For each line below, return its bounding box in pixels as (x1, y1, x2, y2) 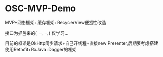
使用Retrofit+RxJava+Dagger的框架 (5, 46, 77, 52)
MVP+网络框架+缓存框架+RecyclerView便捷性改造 (5, 19, 106, 25)
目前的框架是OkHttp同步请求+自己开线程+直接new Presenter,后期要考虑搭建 (5, 40, 158, 46)
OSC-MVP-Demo (5, 3, 76, 14)
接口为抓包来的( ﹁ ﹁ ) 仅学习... (5, 30, 69, 36)
